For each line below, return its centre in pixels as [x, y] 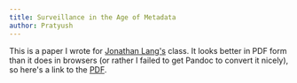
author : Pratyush [41, 26]
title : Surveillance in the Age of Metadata [93, 17]
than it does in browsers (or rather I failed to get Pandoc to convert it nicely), [149, 60]
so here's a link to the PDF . [58, 69]
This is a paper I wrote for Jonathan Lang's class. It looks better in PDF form [148, 50]
